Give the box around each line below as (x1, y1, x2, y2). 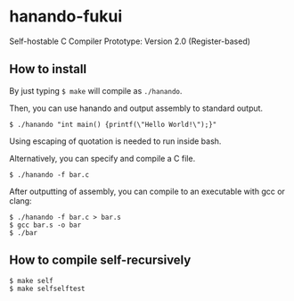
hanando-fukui (9, 6, 123, 27)
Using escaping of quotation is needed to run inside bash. (9, 136, 222, 146)
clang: (9, 195, 33, 206)
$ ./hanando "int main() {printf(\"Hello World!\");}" (9, 120, 217, 129)
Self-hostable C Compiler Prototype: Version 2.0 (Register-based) (9, 36, 251, 46)
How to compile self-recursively (9, 253, 192, 268)
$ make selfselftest (9, 284, 86, 293)
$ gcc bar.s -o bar (9, 221, 82, 230)
